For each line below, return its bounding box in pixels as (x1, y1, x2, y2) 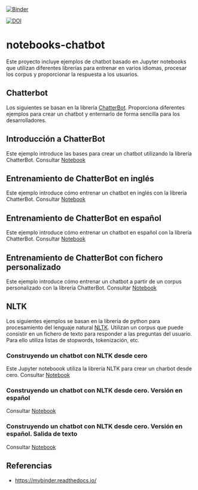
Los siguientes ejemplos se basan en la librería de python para (6, 317, 160, 324)
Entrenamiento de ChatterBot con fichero (6, 252, 163, 263)
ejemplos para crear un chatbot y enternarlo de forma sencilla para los (6, 110, 181, 117)
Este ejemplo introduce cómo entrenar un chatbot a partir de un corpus (6, 278, 182, 285)
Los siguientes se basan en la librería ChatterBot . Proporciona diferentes (6, 104, 185, 111)
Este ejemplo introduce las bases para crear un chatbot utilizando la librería (6, 150, 193, 157)
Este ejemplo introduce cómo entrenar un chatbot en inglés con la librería (6, 189, 187, 197)
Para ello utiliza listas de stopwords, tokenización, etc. (6, 336, 139, 343)
